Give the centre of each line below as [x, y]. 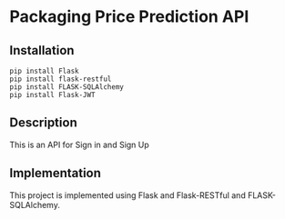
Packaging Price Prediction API [129, 17]
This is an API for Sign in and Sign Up [80, 144]
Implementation [56, 173]
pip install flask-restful [61, 79]
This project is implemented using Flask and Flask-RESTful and [127, 195]
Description [43, 123]
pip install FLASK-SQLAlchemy [67, 87]
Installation [42, 50]
